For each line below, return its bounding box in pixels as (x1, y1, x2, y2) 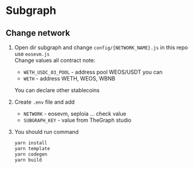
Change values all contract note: (14, 57, 95, 64)
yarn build (14, 157, 42, 163)
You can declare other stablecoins (14, 87, 100, 94)
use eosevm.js (14, 50, 50, 58)
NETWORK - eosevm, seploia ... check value (23, 110, 126, 117)
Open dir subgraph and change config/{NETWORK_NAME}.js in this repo (14, 44, 189, 51)
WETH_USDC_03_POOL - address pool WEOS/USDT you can (23, 68, 163, 76)
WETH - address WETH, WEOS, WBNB (23, 75, 115, 82)
